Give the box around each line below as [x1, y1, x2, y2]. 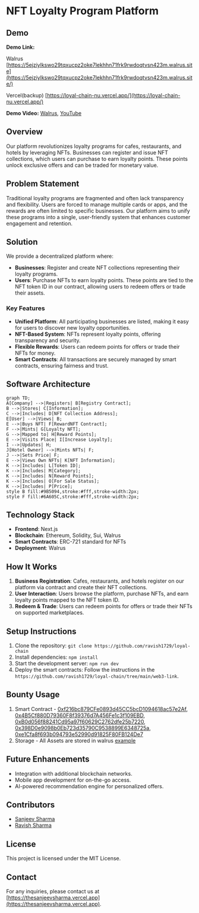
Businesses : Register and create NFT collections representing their [14, 264, 180, 271]
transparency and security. [14, 337, 81, 344]
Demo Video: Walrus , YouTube [6, 110, 82, 116]
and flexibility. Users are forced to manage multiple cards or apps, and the [6, 201, 188, 208]
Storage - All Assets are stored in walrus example [14, 737, 136, 744]
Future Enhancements [6, 754, 90, 764]
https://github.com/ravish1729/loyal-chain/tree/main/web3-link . [14, 672, 179, 680]
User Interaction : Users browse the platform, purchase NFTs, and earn [14, 590, 189, 598]
